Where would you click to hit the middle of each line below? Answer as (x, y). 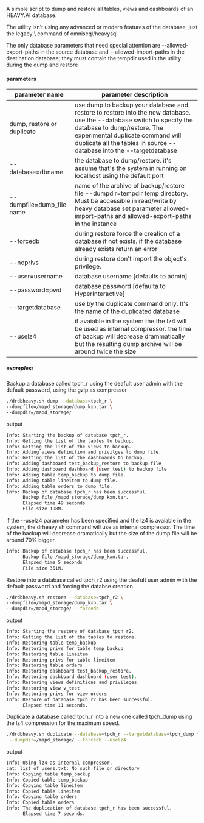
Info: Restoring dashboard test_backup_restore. (69, 671)
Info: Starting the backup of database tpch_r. (68, 435)
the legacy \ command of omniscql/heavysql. (63, 34)
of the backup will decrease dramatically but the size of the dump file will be (102, 534)
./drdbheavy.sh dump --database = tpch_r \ (59, 401)
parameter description (135, 95)
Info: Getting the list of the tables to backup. (70, 441)
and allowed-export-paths (153, 216)
